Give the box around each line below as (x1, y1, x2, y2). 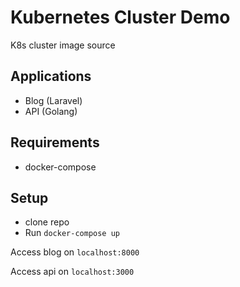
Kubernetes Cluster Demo (10, 6, 231, 29)
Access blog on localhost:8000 (10, 246, 140, 258)
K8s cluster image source (10, 39, 116, 51)
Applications (10, 68, 92, 85)
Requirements (10, 134, 100, 151)
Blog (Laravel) (24, 94, 83, 106)
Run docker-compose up (24, 227, 120, 239)
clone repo (24, 216, 70, 228)
